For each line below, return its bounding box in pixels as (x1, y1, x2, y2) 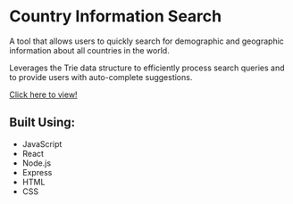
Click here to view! (9, 89, 78, 100)
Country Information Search (9, 6, 222, 27)
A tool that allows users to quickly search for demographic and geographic (9, 36, 284, 46)
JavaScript (21, 138, 63, 149)
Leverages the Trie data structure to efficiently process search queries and (9, 62, 285, 73)
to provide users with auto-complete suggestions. (9, 71, 193, 82)
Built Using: (9, 115, 76, 130)
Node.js (21, 158, 52, 168)
